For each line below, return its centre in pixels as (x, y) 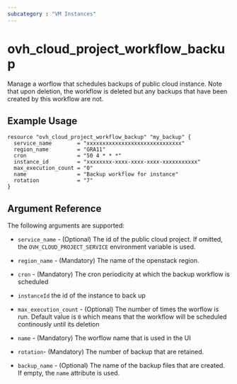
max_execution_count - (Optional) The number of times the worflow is (118, 310)
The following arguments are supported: (66, 226)
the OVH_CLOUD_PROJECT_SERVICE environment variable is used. (106, 247)
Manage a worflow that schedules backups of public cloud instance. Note (115, 84)
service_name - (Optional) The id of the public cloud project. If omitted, (120, 239)
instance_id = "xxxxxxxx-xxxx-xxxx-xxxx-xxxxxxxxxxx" (107, 162)
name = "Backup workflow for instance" (96, 174)
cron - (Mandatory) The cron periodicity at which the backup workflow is (123, 274)
